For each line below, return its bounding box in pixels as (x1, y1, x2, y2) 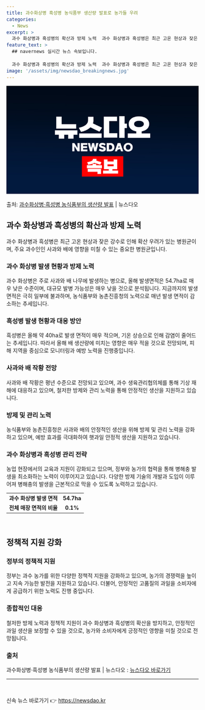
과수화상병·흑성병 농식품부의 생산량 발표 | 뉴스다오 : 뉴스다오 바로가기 (6, 666, 171, 674)
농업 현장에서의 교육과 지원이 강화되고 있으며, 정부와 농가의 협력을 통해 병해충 (6, 465, 190, 473)
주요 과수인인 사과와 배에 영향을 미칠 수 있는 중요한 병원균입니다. (14, 245, 167, 253)
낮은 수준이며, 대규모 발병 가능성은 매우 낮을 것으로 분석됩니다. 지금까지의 (12, 284, 187, 292)
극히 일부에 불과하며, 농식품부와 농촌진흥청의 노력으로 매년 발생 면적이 (22, 292, 189, 300)
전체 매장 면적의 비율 (9, 504, 58, 512)
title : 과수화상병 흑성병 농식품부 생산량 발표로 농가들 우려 (6, 10, 138, 16)
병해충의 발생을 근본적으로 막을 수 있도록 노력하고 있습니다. (17, 480, 158, 488)
